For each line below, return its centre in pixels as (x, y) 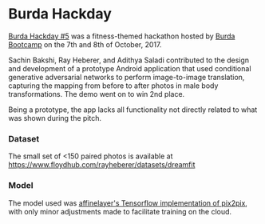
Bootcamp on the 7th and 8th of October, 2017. (85, 44)
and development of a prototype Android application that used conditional (130, 68)
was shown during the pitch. (55, 118)
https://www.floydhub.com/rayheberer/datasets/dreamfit (102, 165)
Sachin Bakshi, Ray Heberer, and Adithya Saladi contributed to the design (129, 60)
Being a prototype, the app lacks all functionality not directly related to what (133, 110)
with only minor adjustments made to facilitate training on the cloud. (120, 211)
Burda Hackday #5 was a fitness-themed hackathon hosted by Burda (122, 36)
